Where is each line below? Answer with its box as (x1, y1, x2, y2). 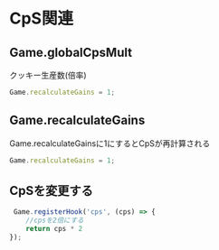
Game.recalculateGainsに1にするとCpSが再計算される (9, 137, 211, 149)
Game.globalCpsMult (9, 44, 133, 60)
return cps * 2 (25, 225, 83, 234)
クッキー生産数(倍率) (9, 69, 88, 80)
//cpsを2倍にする (25, 216, 84, 226)
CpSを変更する (9, 182, 93, 199)
